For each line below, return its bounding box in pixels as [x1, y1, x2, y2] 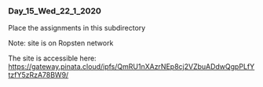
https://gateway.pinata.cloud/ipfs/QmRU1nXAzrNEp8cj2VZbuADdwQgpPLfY [8, 62, 255, 71]
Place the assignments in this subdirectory [8, 24, 146, 33]
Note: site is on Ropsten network [8, 38, 114, 48]
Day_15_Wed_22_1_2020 [8, 5, 102, 16]
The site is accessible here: [8, 53, 97, 63]
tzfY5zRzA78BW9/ [8, 71, 69, 80]
